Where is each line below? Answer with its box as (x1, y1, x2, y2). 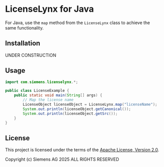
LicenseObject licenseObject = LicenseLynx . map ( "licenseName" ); (23, 102, 158, 107)
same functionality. (5, 25, 44, 30)
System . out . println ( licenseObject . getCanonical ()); (23, 107, 131, 111)
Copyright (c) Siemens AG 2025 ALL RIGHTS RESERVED (5, 156, 119, 163)
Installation (5, 39, 40, 48)
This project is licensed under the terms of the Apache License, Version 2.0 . (5, 147, 160, 153)
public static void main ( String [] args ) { (14, 93, 102, 98)
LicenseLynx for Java (5, 3, 95, 15)
